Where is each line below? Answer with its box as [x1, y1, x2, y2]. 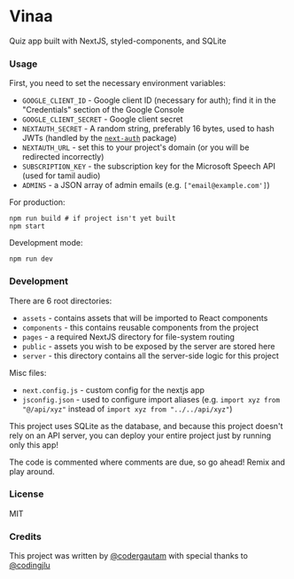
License [9, 488, 44, 500]
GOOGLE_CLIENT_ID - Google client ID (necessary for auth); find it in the [21, 95, 276, 106]
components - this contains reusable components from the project [21, 322, 259, 333]
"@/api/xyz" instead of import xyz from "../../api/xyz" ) [21, 403, 233, 414]
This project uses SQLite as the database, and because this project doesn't [9, 420, 283, 431]
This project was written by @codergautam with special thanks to [9, 551, 248, 561]
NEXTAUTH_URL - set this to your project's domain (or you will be [21, 142, 250, 153]
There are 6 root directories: [9, 295, 112, 306]
